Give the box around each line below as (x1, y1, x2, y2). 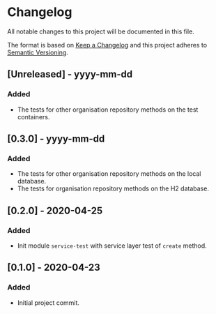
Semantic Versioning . (7, 48, 68, 57)
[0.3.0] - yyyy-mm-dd (7, 133, 105, 145)
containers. (17, 112, 50, 121)
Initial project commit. (17, 298, 80, 307)
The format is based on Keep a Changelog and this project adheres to (7, 40, 208, 49)
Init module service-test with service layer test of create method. (17, 241, 207, 250)
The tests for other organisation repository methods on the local (17, 170, 201, 178)
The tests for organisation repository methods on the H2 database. (17, 184, 209, 193)
